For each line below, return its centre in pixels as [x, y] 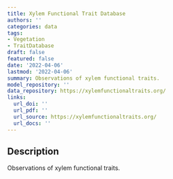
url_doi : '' [31, 104]
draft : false [26, 53]
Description [33, 151]
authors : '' [24, 20]
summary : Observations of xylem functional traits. [83, 78]
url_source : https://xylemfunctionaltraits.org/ [85, 117]
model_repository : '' [39, 85]
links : [17, 98]
